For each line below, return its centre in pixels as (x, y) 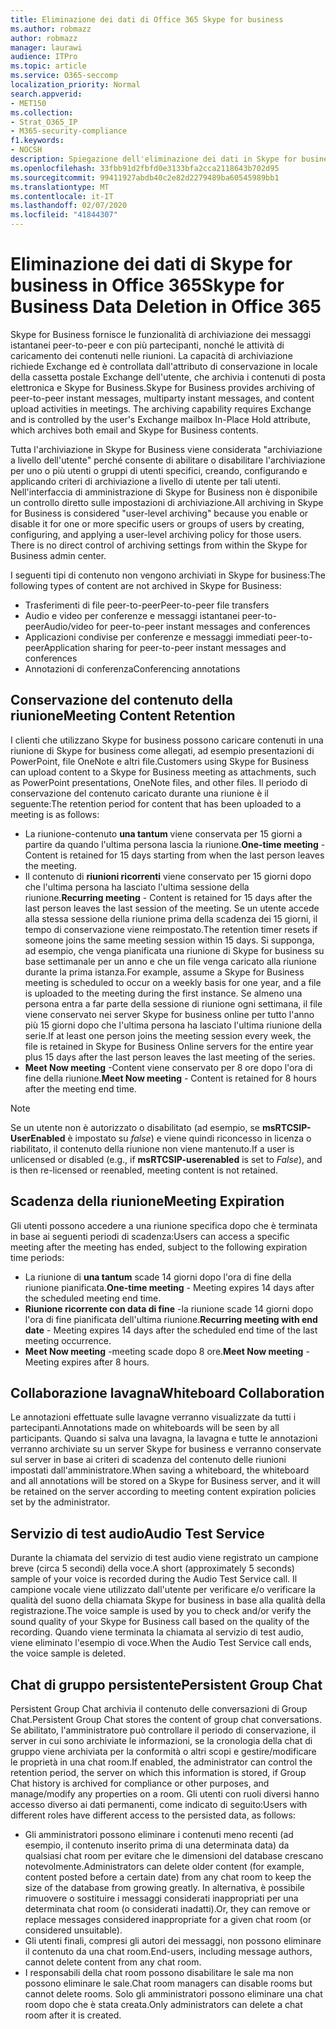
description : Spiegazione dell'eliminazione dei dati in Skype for (154, 159)
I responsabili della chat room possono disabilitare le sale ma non (159, 1972)
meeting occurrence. (68, 1340)
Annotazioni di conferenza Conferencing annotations (132, 668)
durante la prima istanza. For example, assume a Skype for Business (164, 972)
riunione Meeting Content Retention (123, 716)
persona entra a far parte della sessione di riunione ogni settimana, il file (173, 1003)
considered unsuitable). (73, 1930)
